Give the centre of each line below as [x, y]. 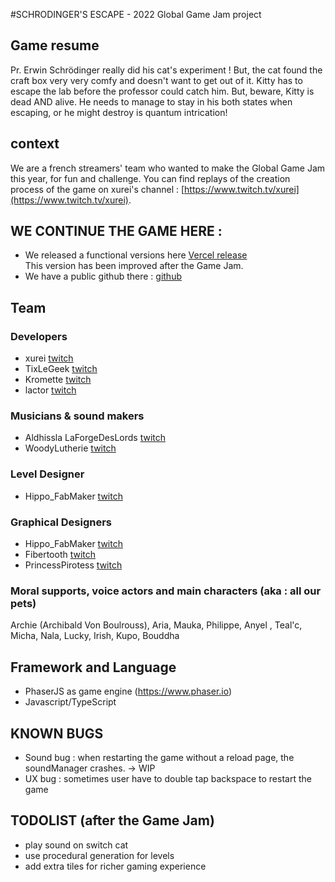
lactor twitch [50, 390]
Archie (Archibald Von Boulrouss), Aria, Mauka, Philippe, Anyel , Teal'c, [156, 625]
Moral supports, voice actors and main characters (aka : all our [166, 591]
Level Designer [47, 474]
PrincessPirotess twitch [73, 565]
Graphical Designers [61, 522]
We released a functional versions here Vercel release [136, 255]
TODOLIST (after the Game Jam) [112, 820]
